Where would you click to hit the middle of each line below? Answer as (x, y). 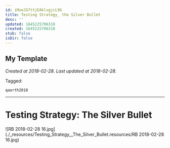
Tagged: (14, 81)
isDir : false (19, 39)
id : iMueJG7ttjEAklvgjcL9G (34, 10)
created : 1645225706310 (30, 29)
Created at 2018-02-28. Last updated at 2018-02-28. (61, 71)
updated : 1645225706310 (30, 24)
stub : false (18, 33)
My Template (26, 59)
